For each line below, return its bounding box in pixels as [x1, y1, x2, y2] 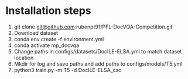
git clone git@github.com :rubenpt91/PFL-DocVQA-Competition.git [13, 23, 173, 30]
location [13, 54, 34, 61]
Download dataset [13, 29, 59, 36]
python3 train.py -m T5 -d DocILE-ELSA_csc [13, 66, 122, 73]
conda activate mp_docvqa [13, 42, 80, 49]
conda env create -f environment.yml [13, 35, 104, 42]
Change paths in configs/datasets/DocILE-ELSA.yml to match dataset [13, 48, 182, 55]
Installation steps [5, 4, 91, 17]
